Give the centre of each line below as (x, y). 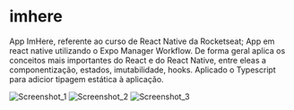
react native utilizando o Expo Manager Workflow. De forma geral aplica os (147, 50)
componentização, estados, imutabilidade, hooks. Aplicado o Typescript (143, 70)
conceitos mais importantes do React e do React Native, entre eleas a (138, 60)
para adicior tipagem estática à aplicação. (86, 79)
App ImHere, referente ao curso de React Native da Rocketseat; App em (142, 41)
